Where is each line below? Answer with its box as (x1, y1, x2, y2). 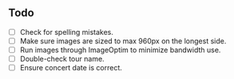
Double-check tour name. (19, 55, 105, 63)
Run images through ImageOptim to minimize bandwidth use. (19, 45, 221, 55)
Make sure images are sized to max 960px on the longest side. (19, 36, 227, 46)
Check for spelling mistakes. (19, 27, 114, 36)
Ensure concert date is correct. (19, 63, 122, 73)
